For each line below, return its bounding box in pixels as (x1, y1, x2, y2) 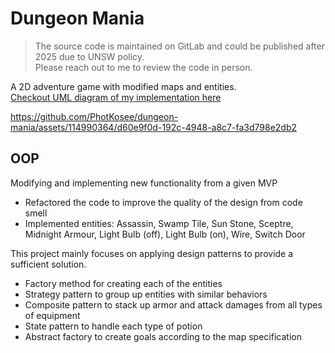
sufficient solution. (10, 258, 87, 270)
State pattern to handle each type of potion (24, 320, 203, 332)
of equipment (24, 309, 81, 321)
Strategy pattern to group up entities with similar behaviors (24, 288, 268, 300)
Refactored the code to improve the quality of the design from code (24, 196, 303, 208)
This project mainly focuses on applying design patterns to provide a (10, 247, 294, 259)
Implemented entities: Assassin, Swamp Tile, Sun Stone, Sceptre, (24, 217, 294, 229)
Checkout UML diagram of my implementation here (10, 91, 222, 103)
